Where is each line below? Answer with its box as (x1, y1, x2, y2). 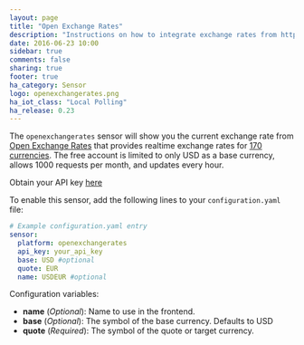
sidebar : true (9, 47, 63, 56)
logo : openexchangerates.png (9, 89, 119, 98)
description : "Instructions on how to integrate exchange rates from (9, 30, 278, 39)
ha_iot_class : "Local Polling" (9, 97, 128, 107)
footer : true (9, 72, 59, 81)
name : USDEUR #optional (17, 273, 107, 282)
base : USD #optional (17, 255, 95, 264)
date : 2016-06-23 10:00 (9, 38, 100, 48)
